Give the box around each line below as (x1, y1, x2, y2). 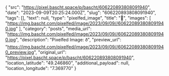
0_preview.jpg (5, 49, 34, 55)
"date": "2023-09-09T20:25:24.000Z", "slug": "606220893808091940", (5, 10, 156, 16)
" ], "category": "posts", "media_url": (16, 26, 92, 32)
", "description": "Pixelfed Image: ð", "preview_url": (16, 37, 122, 42)
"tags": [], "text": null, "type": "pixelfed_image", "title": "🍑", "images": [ (5, 15, 151, 21)
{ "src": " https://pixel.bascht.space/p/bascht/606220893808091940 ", (5, 5, 151, 10)
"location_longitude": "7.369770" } (5, 65, 77, 71)
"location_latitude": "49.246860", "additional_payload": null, (5, 60, 130, 66)
